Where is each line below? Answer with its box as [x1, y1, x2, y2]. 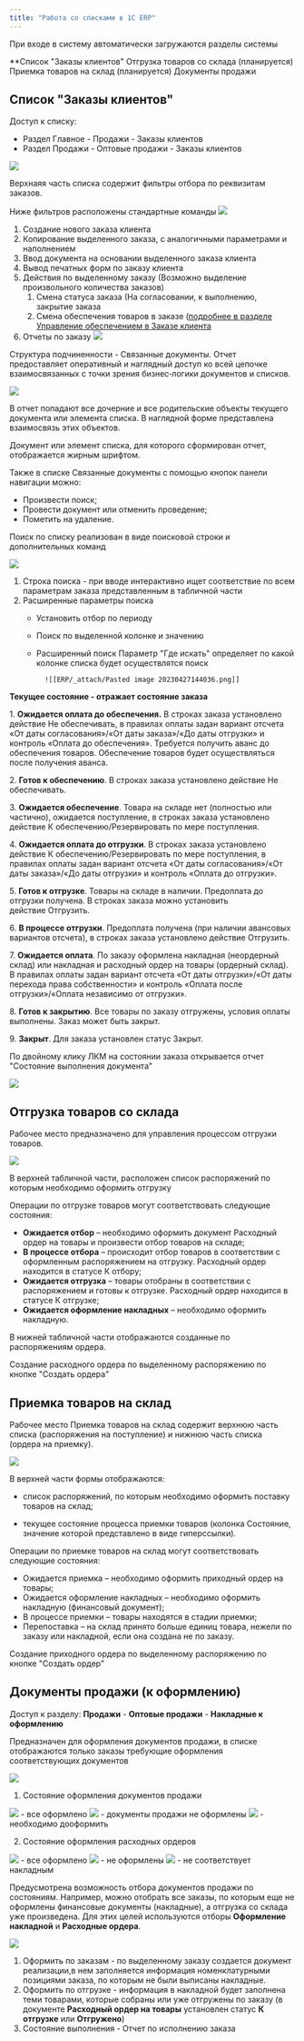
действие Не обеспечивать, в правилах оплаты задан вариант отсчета [9, 719, 284, 729]
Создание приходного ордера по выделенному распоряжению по [9, 1648, 268, 1660]
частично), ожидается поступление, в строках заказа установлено [9, 811, 270, 823]
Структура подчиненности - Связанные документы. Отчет [9, 349, 237, 360]
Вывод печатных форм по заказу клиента [22, 263, 184, 274]
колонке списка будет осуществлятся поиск [35, 658, 209, 669]
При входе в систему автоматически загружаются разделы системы [9, 38, 279, 49]
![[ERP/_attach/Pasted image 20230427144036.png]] [44, 675, 240, 685]
